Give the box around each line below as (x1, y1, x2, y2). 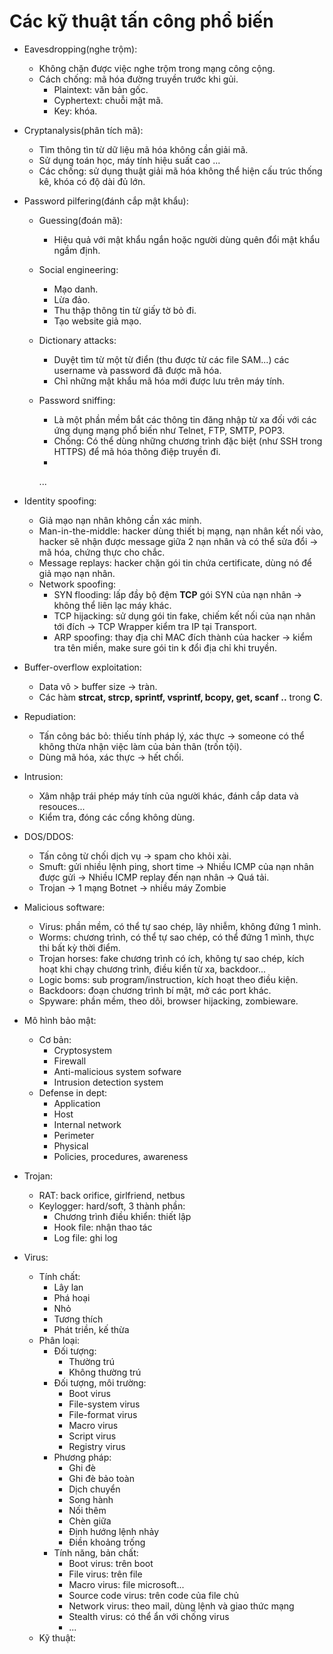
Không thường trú (68, 1366, 142, 1378)
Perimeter (53, 1129, 95, 1141)
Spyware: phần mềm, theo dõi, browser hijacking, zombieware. (38, 995, 299, 1007)
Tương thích (53, 1313, 104, 1325)
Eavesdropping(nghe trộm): (23, 43, 138, 55)
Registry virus (68, 1440, 126, 1452)
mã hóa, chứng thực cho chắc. (38, 546, 166, 558)
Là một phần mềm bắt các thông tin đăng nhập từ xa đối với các (53, 413, 317, 425)
